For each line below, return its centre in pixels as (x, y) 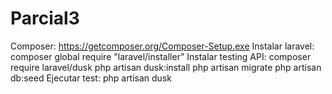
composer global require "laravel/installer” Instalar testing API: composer (161, 56)
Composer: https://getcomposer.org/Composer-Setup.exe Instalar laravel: (162, 46)
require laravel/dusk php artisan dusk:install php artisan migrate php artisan (166, 67)
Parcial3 (45, 18)
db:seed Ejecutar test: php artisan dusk (91, 78)
